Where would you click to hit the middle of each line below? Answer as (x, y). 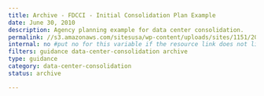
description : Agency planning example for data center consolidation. (126, 30)
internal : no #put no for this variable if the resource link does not (128, 44)
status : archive (35, 73)
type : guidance (33, 59)
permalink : (26, 37)
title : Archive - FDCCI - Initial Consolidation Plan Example (112, 15)
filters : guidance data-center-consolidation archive (98, 52)
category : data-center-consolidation (70, 66)
